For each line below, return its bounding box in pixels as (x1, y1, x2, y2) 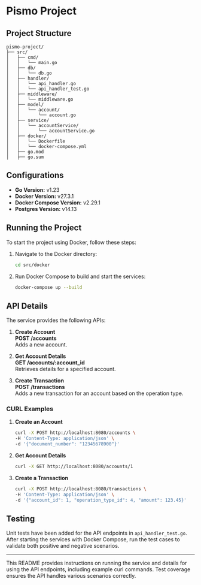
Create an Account (14, 418, 63, 426)
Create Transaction (14, 377, 65, 384)
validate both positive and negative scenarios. (6, 542, 120, 550)
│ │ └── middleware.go (6, 97, 74, 102)
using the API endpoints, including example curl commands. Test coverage (6, 566, 191, 573)
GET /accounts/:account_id (14, 359, 85, 366)
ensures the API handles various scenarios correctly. (6, 572, 136, 580)
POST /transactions (14, 384, 65, 391)
